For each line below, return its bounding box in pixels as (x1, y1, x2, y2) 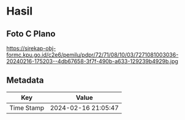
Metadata (6, 75, 44, 86)
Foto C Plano (6, 29, 56, 39)
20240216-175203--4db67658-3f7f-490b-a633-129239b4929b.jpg (6, 58, 179, 65)
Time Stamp (9, 104, 45, 112)
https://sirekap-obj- (6, 44, 56, 52)
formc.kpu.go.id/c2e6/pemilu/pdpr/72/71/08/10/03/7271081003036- (6, 51, 179, 58)
